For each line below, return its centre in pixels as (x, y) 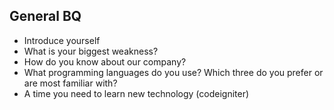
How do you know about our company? (105, 61)
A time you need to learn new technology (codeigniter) (136, 93)
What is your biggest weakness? (91, 51)
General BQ (45, 16)
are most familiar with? (70, 83)
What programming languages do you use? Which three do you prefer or (173, 72)
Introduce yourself (62, 40)
